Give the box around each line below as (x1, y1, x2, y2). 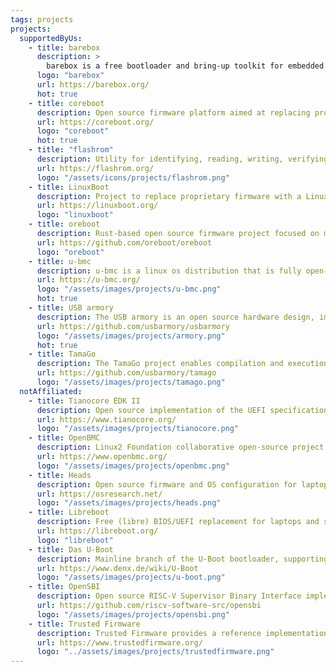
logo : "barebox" (36, 71, 105, 81)
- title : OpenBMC (28, 433, 101, 443)
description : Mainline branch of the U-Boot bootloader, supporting (36, 554, 329, 564)
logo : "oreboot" (36, 247, 105, 257)
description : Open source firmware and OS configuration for (36, 479, 298, 490)
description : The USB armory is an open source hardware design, (36, 312, 315, 322)
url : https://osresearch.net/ (36, 489, 163, 499)
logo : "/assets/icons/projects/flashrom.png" (36, 172, 230, 183)
